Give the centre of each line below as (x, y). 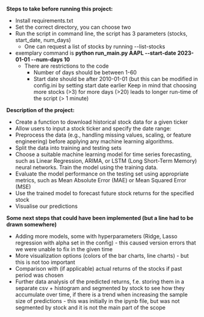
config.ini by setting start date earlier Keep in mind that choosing (115, 85)
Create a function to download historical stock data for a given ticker (101, 122)
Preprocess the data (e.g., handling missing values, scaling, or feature (103, 135)
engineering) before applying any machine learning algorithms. (94, 141)
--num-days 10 (50, 59)
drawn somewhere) (31, 224)
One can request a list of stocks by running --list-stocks (95, 46)
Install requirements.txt (44, 20)
